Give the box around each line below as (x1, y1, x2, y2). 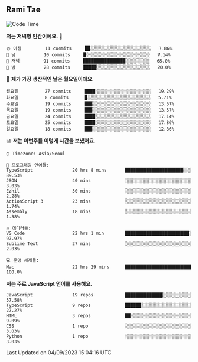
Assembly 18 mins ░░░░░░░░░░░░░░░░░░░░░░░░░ (6, 208, 192, 214)
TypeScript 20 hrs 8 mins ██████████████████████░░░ (6, 167, 192, 173)
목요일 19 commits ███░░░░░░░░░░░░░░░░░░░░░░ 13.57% (6, 107, 175, 113)
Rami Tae (6, 5, 41, 15)
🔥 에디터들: (6, 225, 31, 231)
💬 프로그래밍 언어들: (6, 162, 50, 168)
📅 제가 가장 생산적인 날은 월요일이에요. (6, 75, 95, 82)
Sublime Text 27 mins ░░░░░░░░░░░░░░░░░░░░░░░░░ (6, 240, 192, 247)
